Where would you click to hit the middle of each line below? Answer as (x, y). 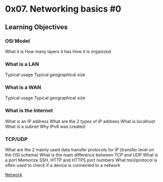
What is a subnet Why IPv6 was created (45, 126)
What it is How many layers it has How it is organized (58, 51)
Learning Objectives (36, 27)
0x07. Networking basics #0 (63, 9)
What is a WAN (23, 87)
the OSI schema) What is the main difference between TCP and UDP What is (81, 155)
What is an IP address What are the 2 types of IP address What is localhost (80, 121)
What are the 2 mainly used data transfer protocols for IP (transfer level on (80, 150)
